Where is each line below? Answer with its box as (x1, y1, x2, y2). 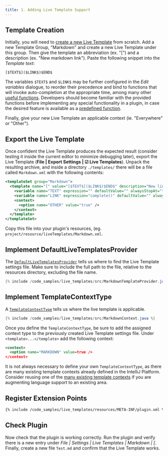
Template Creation (5, 26, 64, 35)
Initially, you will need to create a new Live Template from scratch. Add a (5, 39, 154, 45)
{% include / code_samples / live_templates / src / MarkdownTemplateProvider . (5, 279, 160, 284)
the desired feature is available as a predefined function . (5, 106, 121, 112)
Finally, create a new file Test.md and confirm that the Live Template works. (5, 445, 160, 451)
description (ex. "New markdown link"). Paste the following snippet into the (5, 55, 160, 61)
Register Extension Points (5, 394, 87, 402)
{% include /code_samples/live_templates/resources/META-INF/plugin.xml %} (5, 407, 166, 412)
